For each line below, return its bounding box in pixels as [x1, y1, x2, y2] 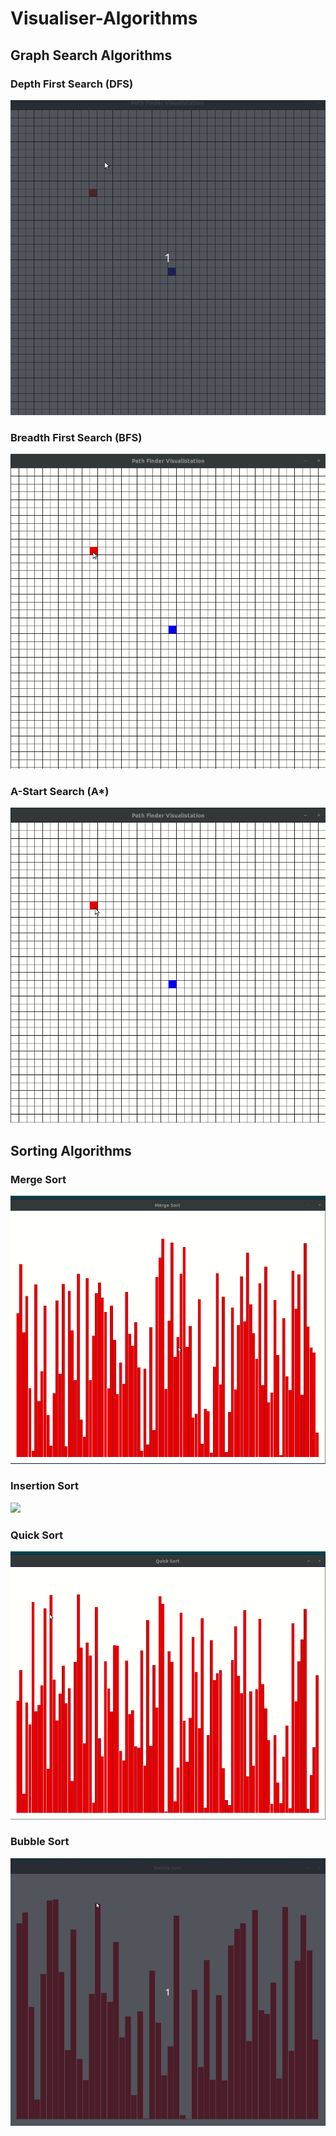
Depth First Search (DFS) [10, 77, 134, 91]
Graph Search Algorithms [10, 47, 173, 64]
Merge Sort [10, 1172, 67, 1186]
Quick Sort [10, 1528, 64, 1542]
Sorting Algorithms [10, 1142, 132, 1159]
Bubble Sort [10, 1835, 70, 1849]
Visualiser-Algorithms [10, 7, 198, 30]
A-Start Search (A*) [10, 785, 110, 799]
